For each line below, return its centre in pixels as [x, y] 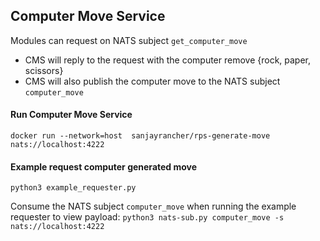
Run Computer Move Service [71, 115]
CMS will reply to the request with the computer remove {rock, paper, [168, 60]
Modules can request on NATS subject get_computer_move [129, 40]
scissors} [44, 70]
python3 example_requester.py [73, 188]
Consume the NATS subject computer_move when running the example [153, 206]
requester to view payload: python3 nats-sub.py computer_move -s [147, 217]
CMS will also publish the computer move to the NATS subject [152, 81]
